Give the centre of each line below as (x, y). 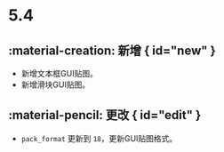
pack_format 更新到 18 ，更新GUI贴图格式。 (99, 138)
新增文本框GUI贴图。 (60, 73)
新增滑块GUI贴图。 (56, 84)
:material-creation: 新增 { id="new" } (112, 50)
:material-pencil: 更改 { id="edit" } (105, 115)
